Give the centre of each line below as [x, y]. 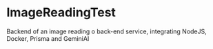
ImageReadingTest [61, 13]
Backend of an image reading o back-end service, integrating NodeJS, [107, 31]
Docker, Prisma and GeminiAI [48, 38]
